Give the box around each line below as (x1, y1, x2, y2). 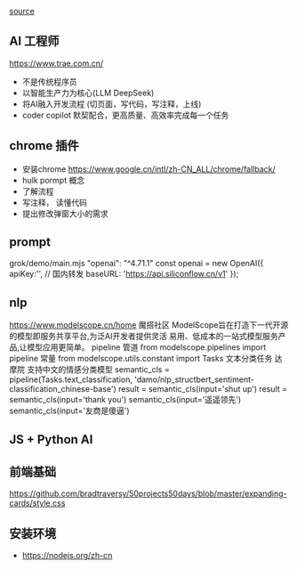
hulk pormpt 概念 (21, 175, 85, 185)
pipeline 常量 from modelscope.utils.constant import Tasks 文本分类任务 (9, 354, 273, 364)
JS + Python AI (9, 432, 93, 447)
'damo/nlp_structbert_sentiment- (134, 374, 255, 385)
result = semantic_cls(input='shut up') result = (118, 384, 287, 394)
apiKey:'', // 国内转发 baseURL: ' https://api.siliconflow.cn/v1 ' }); (9, 269, 239, 280)
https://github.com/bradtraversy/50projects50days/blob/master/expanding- (9, 488, 287, 500)
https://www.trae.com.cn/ (9, 58, 104, 69)
